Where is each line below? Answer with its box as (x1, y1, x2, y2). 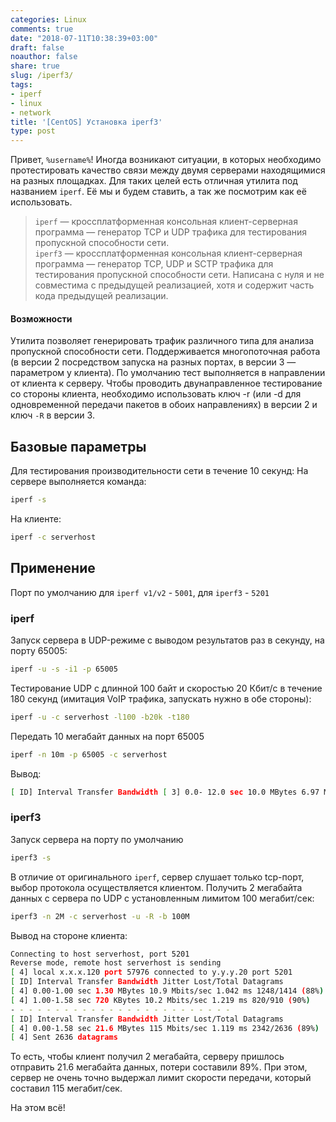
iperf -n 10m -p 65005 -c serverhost (10, 749, 168, 760)
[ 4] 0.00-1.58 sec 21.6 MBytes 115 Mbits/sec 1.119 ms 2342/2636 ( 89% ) (10, 1023, 320, 1033)
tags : (10, 80, 33, 90)
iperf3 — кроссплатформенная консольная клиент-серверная (34, 247, 303, 260)
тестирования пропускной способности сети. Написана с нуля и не (34, 269, 325, 281)
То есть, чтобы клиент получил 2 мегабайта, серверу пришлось (10, 1051, 285, 1063)
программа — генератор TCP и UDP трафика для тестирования (34, 226, 308, 238)
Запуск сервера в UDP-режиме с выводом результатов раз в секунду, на (10, 634, 325, 646)
